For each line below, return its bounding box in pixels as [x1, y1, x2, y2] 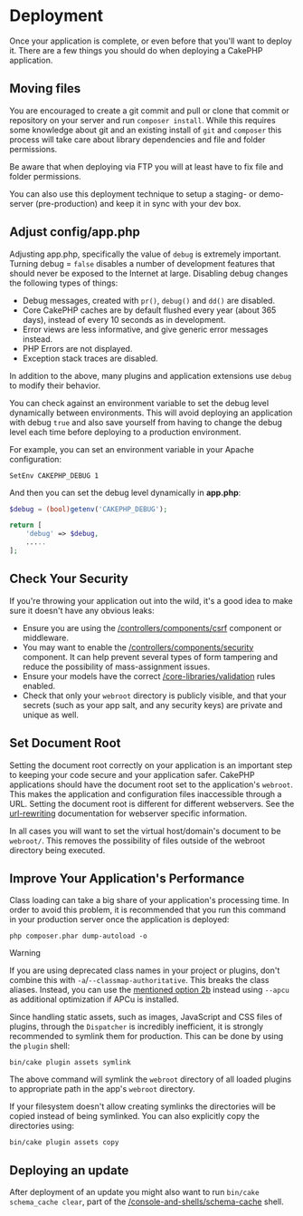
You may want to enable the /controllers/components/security [22, 641, 254, 653]
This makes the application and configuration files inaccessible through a [9, 788, 282, 799]
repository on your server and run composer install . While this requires [9, 114, 276, 125]
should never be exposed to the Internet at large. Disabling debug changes [9, 268, 289, 278]
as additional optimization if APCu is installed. [9, 994, 179, 1005]
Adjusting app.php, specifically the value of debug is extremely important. [9, 248, 282, 259]
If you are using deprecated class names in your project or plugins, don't [9, 965, 280, 976]
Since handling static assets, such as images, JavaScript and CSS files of [9, 1012, 283, 1023]
